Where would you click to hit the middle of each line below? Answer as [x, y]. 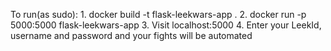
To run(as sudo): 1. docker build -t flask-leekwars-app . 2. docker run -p [158, 14]
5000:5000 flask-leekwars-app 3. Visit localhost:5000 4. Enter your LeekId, [166, 25]
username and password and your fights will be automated [131, 35]
